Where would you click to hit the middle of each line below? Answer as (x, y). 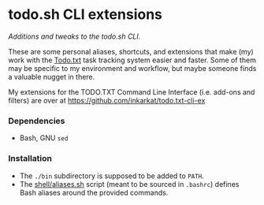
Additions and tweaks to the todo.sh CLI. (74, 36)
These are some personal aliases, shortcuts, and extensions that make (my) (131, 51)
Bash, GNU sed (44, 138)
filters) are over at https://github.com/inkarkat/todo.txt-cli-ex (107, 100)
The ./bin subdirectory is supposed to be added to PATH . (112, 176)
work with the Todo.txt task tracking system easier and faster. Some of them (132, 60)
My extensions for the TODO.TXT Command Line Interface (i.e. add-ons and (132, 91)
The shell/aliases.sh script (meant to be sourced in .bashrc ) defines (129, 184)
